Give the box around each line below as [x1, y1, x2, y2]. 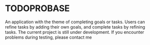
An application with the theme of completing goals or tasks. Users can [5, 19, 145, 25]
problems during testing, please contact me [5, 34, 92, 40]
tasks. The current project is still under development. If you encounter [5, 29, 144, 35]
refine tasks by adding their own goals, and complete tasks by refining [5, 24, 145, 30]
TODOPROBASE [5, 3, 70, 14]
